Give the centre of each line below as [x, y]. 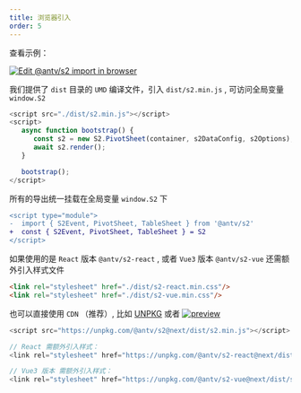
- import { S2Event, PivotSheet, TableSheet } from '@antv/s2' [132, 224]
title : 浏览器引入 [40, 17]
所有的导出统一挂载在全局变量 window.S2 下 [89, 198]
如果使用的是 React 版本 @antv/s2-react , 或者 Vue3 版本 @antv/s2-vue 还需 [146, 258]
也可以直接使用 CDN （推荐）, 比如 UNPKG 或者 [95, 313]
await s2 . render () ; [69, 147]
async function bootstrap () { [77, 131]
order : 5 [26, 26]
